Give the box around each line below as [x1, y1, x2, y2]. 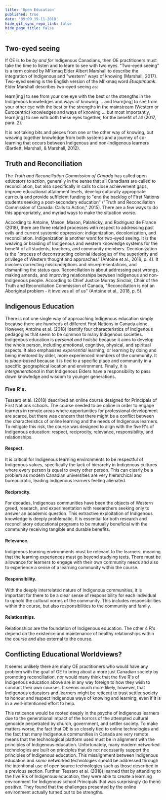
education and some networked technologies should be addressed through [5, 757, 159, 763]
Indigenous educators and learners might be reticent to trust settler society [5, 690, 158, 696]
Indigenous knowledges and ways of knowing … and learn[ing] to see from [5, 98, 158, 104]
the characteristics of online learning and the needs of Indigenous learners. [5, 418, 159, 424]
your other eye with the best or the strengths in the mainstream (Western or [5, 104, 159, 110]
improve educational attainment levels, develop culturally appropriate [5, 188, 146, 194]
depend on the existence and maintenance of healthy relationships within [5, 630, 155, 636]
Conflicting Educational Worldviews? [5, 650, 122, 658]
